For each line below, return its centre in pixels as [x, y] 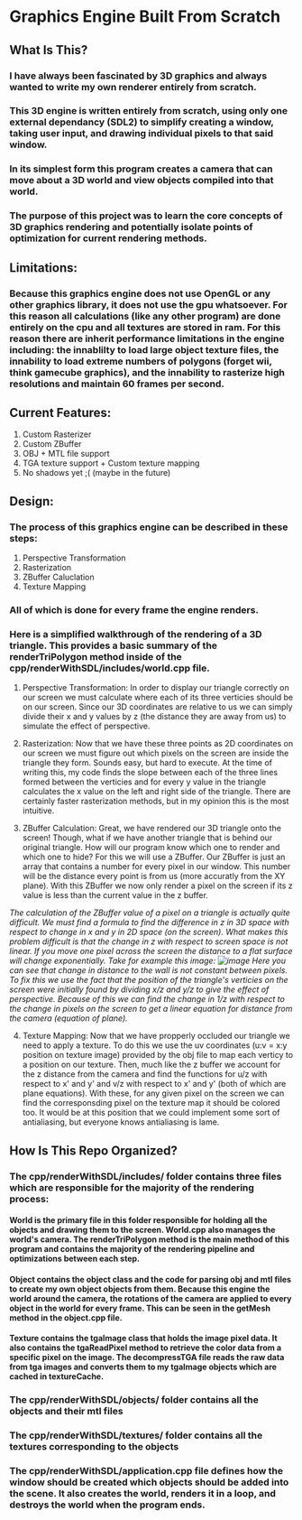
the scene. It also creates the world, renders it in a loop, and [143, 1494]
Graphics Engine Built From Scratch [145, 17]
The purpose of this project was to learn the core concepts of [146, 216]
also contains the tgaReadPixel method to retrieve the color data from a [146, 1348]
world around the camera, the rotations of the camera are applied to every [151, 1298]
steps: [23, 538]
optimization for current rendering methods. [108, 238]
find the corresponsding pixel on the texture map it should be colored [151, 1103]
